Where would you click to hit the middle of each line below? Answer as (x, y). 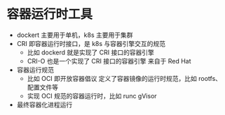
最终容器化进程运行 (45, 105)
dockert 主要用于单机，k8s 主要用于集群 (75, 35)
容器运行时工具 (50, 14)
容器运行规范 (35, 70)
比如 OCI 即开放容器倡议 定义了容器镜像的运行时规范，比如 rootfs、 (124, 78)
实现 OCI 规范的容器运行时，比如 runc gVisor (92, 95)
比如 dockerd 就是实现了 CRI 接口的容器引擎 (91, 52)
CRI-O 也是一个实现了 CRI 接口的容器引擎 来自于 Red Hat (109, 61)
